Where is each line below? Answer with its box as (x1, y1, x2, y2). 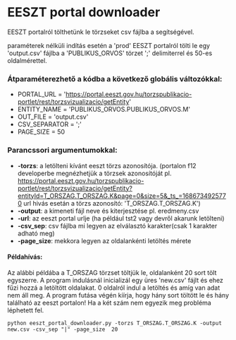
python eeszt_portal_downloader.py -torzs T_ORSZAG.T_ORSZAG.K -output (7, 320, 222, 327)
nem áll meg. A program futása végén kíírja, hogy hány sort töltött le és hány (7, 291, 230, 299)
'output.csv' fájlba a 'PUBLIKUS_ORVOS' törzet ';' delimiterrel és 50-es (7, 49, 213, 57)
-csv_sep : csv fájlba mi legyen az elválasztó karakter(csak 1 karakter (17, 221, 218, 230)
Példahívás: (7, 252, 43, 262)
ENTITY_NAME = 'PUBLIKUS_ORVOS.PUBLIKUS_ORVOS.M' (17, 105, 191, 114)
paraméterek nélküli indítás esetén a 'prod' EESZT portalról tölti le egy (7, 41, 210, 49)
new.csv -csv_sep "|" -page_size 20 (7, 326, 118, 333)
